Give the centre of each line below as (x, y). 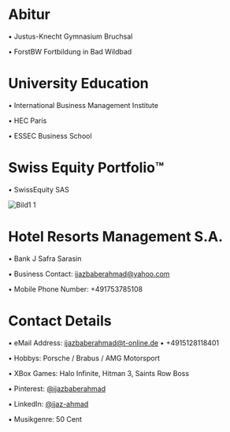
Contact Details (60, 320)
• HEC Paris (28, 121)
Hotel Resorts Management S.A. (115, 236)
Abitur (30, 15)
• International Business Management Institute (83, 105)
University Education (79, 84)
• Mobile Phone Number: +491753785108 (76, 289)
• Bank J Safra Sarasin (45, 259)
